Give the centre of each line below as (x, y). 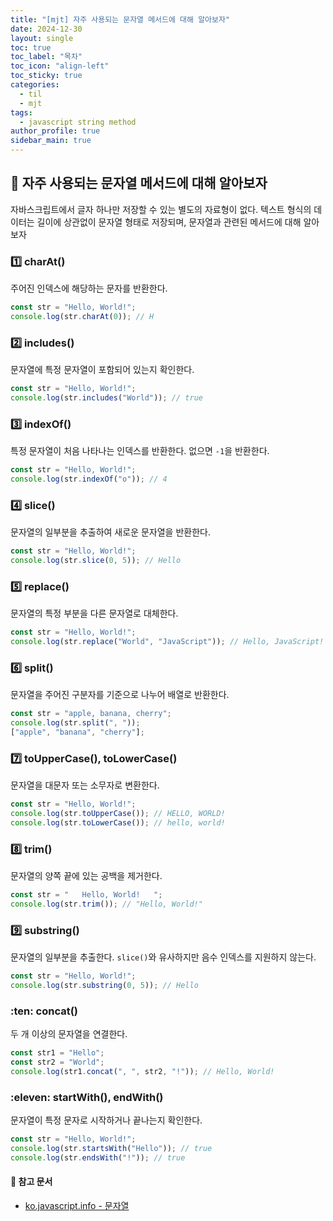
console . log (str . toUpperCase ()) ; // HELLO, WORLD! (118, 814)
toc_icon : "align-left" (60, 66)
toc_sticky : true (46, 76)
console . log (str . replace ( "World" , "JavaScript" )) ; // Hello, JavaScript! (167, 642)
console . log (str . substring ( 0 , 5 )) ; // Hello (104, 986)
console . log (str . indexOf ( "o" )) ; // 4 (89, 479)
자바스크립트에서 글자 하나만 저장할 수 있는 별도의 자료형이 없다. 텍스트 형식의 (161, 209)
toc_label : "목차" (46, 57)
